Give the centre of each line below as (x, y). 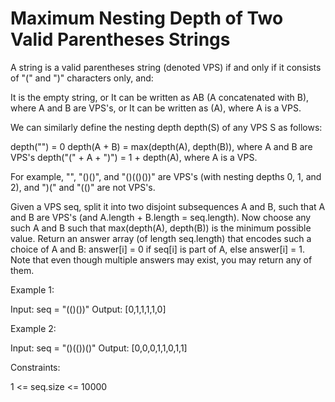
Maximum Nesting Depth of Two (147, 18)
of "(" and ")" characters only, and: (82, 78)
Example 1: (32, 289)
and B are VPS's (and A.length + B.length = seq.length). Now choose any (161, 217)
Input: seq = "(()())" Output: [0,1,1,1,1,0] (88, 309)
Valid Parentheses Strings (120, 39)
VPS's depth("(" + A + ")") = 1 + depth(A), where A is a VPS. (134, 157)
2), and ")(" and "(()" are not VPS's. (83, 187)
